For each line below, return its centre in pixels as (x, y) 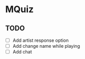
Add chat (22, 52)
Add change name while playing (46, 46)
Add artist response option (40, 40)
